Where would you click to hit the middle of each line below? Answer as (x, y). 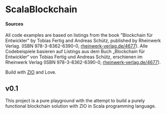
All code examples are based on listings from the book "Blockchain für (79, 35)
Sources (15, 24)
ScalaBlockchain (41, 9)
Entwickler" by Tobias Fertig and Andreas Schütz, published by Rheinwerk (83, 41)
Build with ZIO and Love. (31, 72)
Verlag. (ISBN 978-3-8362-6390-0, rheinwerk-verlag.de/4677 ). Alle (77, 46)
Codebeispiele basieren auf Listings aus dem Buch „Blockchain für (75, 52)
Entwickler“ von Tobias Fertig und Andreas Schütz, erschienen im (74, 57)
